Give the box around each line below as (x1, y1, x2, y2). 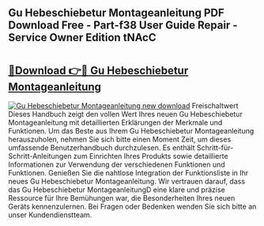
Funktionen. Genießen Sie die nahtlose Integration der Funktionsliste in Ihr (8, 168, 249, 177)
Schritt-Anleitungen (8, 152, 72, 160)
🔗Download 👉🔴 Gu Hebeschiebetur (8, 63, 189, 77)
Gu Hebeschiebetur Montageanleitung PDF (8, 6, 225, 20)
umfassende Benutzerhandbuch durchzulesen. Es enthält (8, 143, 195, 153)
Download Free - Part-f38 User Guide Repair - (8, 19, 238, 32)
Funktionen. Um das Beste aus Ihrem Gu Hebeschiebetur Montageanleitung (8, 126, 255, 135)
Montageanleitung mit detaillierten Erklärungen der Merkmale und (8, 118, 223, 127)
